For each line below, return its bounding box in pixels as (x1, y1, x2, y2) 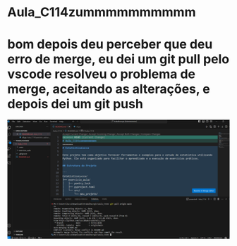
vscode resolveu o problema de (7, 66, 196, 82)
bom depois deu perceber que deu (7, 37, 213, 53)
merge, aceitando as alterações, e (7, 82, 210, 97)
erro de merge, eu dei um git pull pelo (7, 51, 230, 67)
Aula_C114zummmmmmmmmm (7, 4, 196, 20)
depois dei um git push (7, 96, 143, 112)
